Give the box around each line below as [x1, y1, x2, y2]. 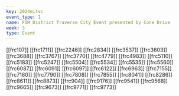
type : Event [6, 30, 35, 36]
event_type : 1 [6, 14, 41, 20]
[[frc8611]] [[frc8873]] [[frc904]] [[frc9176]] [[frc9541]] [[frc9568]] [6, 77, 168, 85]
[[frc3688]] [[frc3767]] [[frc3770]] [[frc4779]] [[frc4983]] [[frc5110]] [6, 53, 173, 60]
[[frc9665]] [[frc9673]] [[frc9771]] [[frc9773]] [6, 84, 116, 91]
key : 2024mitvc [6, 8, 44, 15]
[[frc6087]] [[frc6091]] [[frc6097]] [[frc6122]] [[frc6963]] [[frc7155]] [6, 65, 172, 72]
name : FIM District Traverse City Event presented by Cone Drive [6, 19, 170, 25]
